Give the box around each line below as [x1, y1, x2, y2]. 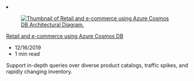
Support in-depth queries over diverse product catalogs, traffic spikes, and [6, 62, 189, 69]
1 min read [14, 50, 40, 57]
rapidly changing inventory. [6, 68, 73, 75]
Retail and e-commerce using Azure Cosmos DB [6, 33, 124, 40]
